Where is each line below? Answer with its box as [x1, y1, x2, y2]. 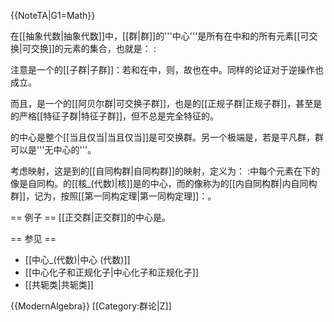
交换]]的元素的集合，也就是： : [30, 43, 157, 54]
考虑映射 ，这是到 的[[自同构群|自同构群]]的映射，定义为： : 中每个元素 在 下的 [10, 165, 321, 177]
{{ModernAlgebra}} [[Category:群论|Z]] [10, 300, 172, 312]
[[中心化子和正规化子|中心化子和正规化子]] [24, 266, 199, 278]
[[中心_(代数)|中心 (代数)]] [24, 254, 131, 265]
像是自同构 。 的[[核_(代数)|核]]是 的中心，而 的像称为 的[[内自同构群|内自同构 [10, 178, 318, 189]
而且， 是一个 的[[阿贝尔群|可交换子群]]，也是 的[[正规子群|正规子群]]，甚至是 [10, 98, 323, 109]
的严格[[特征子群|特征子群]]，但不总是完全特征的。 [10, 110, 220, 122]
